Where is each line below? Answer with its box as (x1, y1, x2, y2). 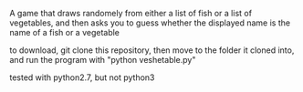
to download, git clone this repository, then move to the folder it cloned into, (9, 45, 295, 56)
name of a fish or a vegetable (9, 27, 120, 37)
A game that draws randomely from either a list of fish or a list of (9, 8, 253, 18)
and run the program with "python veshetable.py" (9, 55, 196, 65)
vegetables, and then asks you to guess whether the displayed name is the (9, 17, 290, 28)
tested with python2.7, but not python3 (9, 72, 155, 83)
